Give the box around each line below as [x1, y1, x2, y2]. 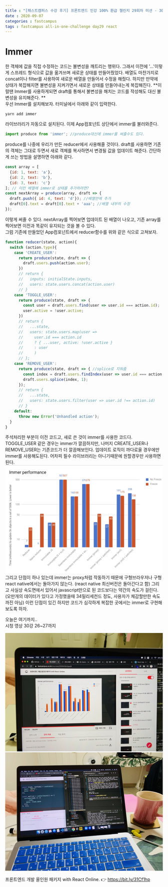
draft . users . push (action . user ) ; [23, 261, 91, 266]
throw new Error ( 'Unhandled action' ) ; [18, 414, 99, 419]
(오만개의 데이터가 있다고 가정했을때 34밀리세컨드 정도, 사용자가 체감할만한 [5, 593, 151, 599]
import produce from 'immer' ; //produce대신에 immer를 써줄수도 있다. [5, 132, 145, 137]
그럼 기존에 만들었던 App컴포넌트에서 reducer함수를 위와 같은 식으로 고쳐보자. [5, 229, 158, 235]
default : [14, 408, 32, 413]
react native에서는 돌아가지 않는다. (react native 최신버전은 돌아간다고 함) [5, 581, 150, 587]
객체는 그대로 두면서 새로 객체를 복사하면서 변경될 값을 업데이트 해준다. [10, 148, 148, 154]
